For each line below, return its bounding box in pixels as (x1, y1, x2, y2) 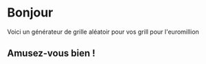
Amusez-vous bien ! (7, 47, 96, 59)
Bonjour (7, 5, 54, 21)
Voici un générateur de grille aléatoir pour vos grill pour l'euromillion (7, 28, 199, 36)
